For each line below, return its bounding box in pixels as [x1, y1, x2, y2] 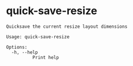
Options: [6, 44, 28, 50]
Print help [32, 54, 59, 60]
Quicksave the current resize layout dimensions [6, 24, 128, 29]
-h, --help [11, 49, 38, 55]
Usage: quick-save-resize [6, 34, 69, 39]
